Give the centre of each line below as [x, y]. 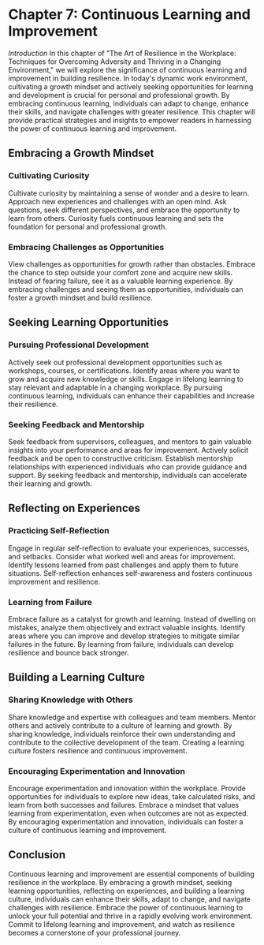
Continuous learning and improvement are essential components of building [131, 874]
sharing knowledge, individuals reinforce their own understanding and [122, 734]
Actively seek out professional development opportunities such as [115, 362]
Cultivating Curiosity [49, 176]
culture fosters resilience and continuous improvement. [98, 750]
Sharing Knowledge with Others [71, 700]
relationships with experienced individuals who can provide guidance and [127, 466]
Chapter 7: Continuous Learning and [129, 15]
